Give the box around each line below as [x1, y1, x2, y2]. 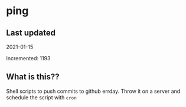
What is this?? [6, 72, 60, 82]
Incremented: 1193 [6, 55, 51, 61]
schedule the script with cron [6, 93, 77, 101]
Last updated [6, 28, 56, 38]
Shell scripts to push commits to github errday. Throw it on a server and [6, 87, 181, 95]
